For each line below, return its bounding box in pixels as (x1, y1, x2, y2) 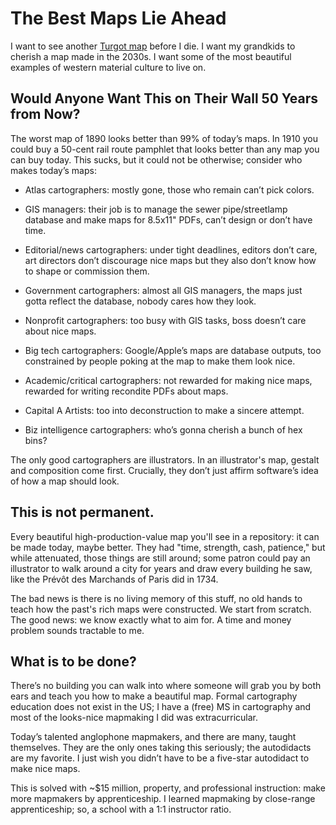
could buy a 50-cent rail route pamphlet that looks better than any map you (10, 143, 320, 155)
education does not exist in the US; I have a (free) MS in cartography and (10, 701, 312, 713)
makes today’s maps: (10, 164, 97, 176)
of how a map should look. (10, 475, 120, 487)
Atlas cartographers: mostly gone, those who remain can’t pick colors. (24, 183, 315, 196)
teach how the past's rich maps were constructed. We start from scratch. (10, 603, 312, 615)
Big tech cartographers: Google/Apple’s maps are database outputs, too (24, 344, 322, 356)
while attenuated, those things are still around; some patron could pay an (10, 552, 311, 564)
